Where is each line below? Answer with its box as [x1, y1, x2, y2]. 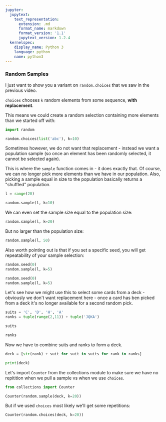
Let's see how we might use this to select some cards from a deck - [5, 290, 145, 296]
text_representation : [14, 17, 59, 22]
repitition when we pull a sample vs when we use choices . [5, 375, 124, 381]
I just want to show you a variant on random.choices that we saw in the [5, 82, 150, 88]
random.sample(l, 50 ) [5, 238, 50, 243]
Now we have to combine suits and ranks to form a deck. [5, 342, 122, 348]
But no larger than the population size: [5, 228, 84, 234]
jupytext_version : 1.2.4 [18, 36, 70, 41]
